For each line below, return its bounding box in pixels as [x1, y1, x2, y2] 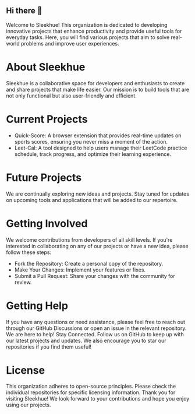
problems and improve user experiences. [20, 40, 119, 47]
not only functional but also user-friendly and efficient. [6, 92, 137, 99]
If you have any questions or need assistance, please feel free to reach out [6, 318, 185, 325]
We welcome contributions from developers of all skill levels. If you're [6, 236, 173, 243]
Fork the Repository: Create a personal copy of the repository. [14, 260, 164, 267]
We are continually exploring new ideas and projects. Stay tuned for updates [6, 190, 189, 197]
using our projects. [6, 401, 51, 409]
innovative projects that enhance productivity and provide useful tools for [6, 27, 182, 34]
